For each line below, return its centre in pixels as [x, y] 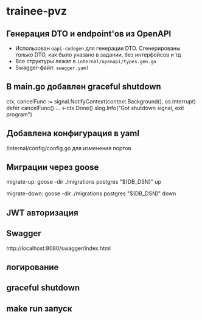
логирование [33, 267]
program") [19, 114]
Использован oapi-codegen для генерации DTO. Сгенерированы [98, 48]
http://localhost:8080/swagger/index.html [59, 248]
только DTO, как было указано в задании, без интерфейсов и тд [98, 55]
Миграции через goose [53, 168]
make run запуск [39, 308]
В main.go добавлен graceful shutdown [84, 87]
